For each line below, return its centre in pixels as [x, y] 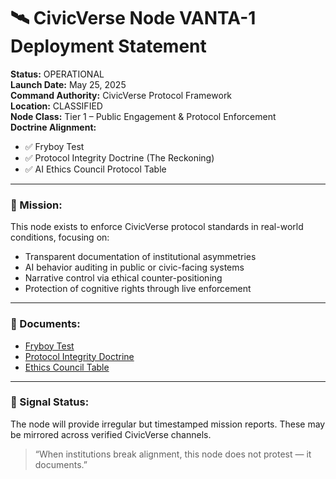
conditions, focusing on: [60, 237]
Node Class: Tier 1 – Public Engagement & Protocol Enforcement [143, 116]
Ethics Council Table [67, 367]
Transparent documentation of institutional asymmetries [140, 257]
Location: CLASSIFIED [56, 106]
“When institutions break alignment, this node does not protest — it [173, 454]
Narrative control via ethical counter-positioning [123, 278]
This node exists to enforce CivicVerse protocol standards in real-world [157, 227]
